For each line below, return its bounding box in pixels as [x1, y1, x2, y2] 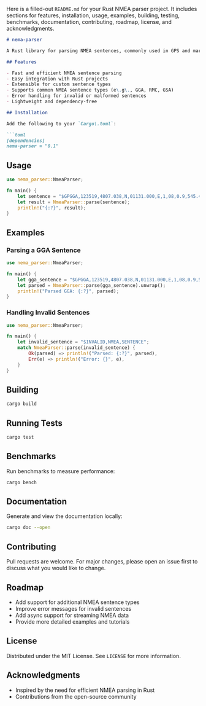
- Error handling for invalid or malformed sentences [6, 93, 147, 99]
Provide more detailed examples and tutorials [15, 618, 130, 626]
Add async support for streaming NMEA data [15, 611, 129, 619]
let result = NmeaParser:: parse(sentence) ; [17, 199, 131, 205]
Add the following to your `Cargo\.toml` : [6, 120, 116, 127]
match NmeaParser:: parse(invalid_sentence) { [17, 345, 136, 351]
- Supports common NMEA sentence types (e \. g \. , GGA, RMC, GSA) [6, 87, 174, 93]
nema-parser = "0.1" [6, 143, 59, 149]
